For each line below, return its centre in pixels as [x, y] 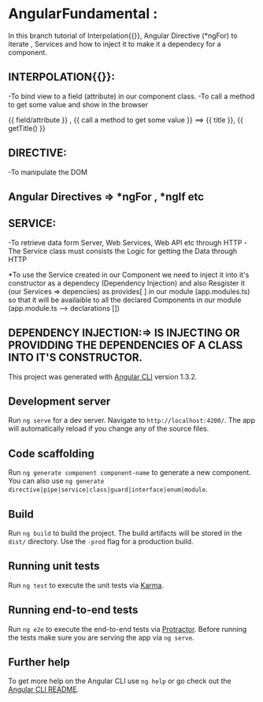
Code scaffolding [51, 453]
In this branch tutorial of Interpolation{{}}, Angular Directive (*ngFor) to [123, 35]
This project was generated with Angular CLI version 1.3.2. [103, 376]
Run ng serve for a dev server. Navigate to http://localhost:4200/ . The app [132, 420]
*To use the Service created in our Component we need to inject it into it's [129, 274]
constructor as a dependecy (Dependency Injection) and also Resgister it [127, 283]
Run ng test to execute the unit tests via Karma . [86, 585]
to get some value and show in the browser [78, 104]
